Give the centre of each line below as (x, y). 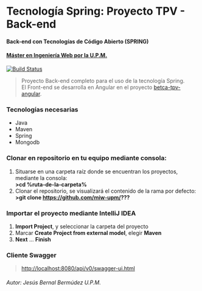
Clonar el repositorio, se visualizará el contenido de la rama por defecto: (106, 191)
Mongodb (27, 142)
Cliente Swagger (31, 255)
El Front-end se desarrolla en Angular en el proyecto (87, 87)
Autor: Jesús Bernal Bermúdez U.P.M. (54, 282)
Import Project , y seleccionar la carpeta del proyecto (82, 226)
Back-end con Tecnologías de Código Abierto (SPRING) (78, 41)
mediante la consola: (41, 178)
